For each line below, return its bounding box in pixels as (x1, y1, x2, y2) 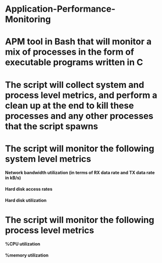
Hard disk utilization (5, 197, 47, 203)
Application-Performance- (5, 3, 116, 15)
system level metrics (5, 153, 91, 164)
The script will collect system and (5, 79, 144, 90)
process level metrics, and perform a (5, 89, 158, 101)
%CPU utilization (5, 241, 40, 247)
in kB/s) (5, 175, 21, 181)
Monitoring (5, 14, 51, 25)
